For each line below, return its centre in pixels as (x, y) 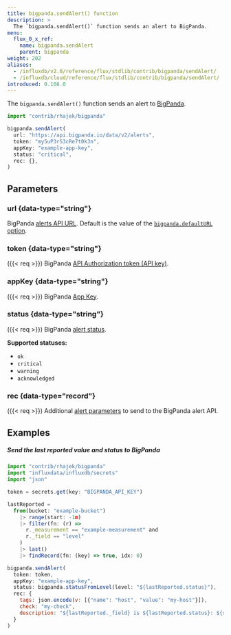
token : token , (33, 574)
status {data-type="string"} (56, 314)
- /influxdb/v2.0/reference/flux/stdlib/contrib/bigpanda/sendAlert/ (115, 71)
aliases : (20, 65)
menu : (15, 33)
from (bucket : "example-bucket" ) (60, 511)
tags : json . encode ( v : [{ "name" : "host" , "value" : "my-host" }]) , (113, 601)
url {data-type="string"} (49, 208)
